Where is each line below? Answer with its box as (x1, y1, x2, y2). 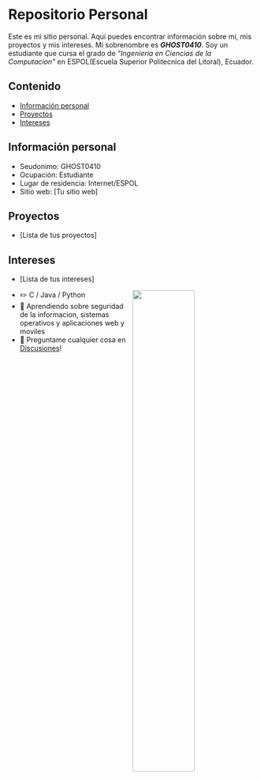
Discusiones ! (19, 344, 62, 353)
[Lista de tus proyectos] (19, 231, 97, 240)
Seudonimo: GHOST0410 (19, 161, 101, 171)
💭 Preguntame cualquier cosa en (19, 335, 126, 345)
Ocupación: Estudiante (19, 170, 94, 179)
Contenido (8, 80, 62, 93)
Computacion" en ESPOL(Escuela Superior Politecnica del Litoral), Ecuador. (8, 57, 254, 66)
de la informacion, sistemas (19, 310, 110, 319)
